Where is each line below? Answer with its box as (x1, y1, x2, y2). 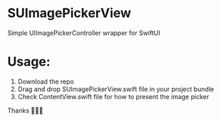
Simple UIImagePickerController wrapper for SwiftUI (7, 29, 160, 37)
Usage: (7, 54, 51, 70)
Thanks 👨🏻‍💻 (7, 106, 44, 115)
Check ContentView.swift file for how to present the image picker (17, 92, 210, 101)
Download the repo (17, 77, 75, 86)
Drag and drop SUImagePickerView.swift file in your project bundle (17, 84, 215, 93)
